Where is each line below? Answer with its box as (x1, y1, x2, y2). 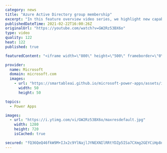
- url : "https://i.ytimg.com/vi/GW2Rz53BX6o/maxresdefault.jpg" (9, 118, 146, 123)
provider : (5, 62, 26, 67)
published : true (5, 44, 39, 49)
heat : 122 (5, 40, 26, 45)
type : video (5, 30, 30, 35)
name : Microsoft (9, 67, 43, 72)
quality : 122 (5, 35, 32, 40)
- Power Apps (9, 104, 37, 109)
